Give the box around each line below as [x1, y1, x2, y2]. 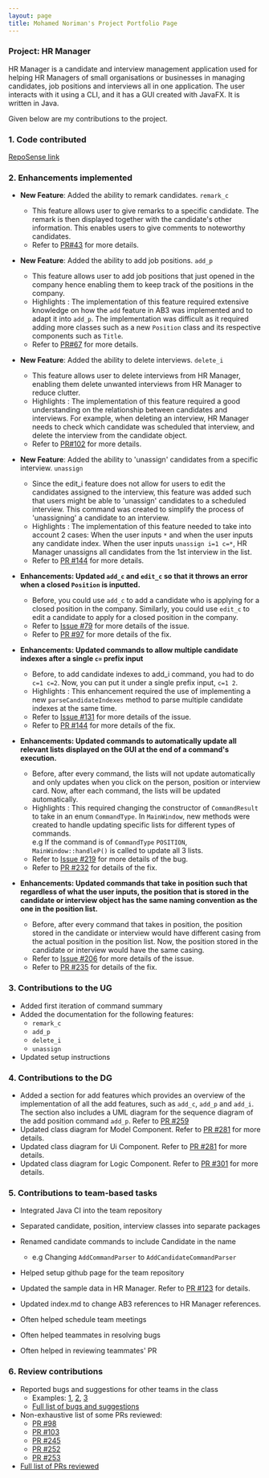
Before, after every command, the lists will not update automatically [31, 769, 255, 778]
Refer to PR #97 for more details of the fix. [31, 630, 172, 639]
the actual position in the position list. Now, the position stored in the [31, 937, 259, 946]
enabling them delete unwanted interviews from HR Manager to [31, 380, 243, 389]
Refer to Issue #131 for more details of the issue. [31, 712, 191, 722]
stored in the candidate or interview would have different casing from [31, 928, 261, 938]
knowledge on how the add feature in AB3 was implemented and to [31, 306, 253, 315]
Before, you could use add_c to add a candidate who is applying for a [31, 596, 259, 606]
